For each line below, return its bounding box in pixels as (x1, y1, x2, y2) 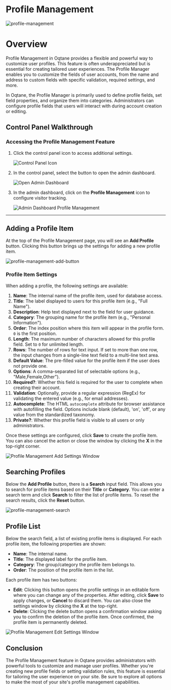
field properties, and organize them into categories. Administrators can (6, 97, 154, 103)
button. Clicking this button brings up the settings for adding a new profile (6, 243, 160, 249)
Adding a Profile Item (6, 224, 74, 233)
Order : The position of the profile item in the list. (13, 567, 114, 573)
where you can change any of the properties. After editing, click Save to (13, 592, 164, 598)
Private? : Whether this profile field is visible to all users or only (13, 417, 145, 423)
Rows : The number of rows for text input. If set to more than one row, (13, 346, 158, 352)
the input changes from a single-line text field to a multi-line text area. (13, 352, 159, 358)
